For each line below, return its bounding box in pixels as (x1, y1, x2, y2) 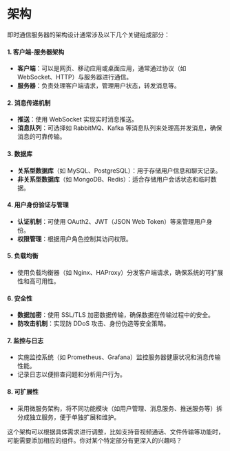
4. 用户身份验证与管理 (7, 201, 69, 209)
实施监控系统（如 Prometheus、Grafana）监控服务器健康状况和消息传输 (17, 353, 221, 361)
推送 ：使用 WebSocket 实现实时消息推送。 (17, 115, 138, 124)
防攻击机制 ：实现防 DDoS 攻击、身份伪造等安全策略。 (17, 319, 170, 328)
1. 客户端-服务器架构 (7, 48, 65, 56)
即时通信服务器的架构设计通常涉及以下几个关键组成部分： (7, 30, 170, 39)
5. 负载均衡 (7, 251, 39, 260)
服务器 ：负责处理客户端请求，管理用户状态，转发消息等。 (17, 81, 180, 90)
